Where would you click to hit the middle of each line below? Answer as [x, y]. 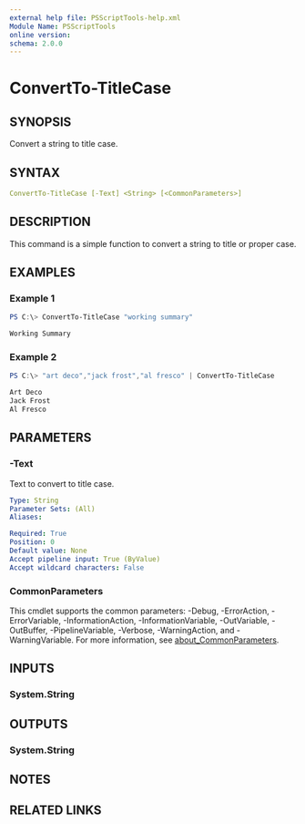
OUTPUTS [39, 724]
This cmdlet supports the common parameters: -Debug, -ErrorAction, [140, 611]
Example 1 [32, 299]
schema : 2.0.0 [36, 43]
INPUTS [32, 669]
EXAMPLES [42, 273]
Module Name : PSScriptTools [63, 26]
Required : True [38, 534]
